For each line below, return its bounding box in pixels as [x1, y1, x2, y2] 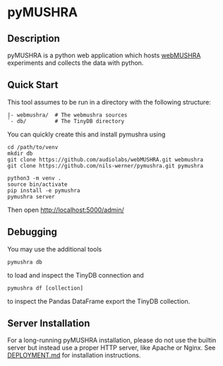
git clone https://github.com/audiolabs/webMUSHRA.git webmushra [7, 156, 203, 163]
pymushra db [7, 259, 42, 266]
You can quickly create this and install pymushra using [7, 130, 166, 138]
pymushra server [7, 193, 55, 200]
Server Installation [7, 317, 90, 329]
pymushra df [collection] [7, 284, 83, 292]
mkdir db [7, 150, 33, 157]
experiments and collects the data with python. [7, 59, 144, 67]
